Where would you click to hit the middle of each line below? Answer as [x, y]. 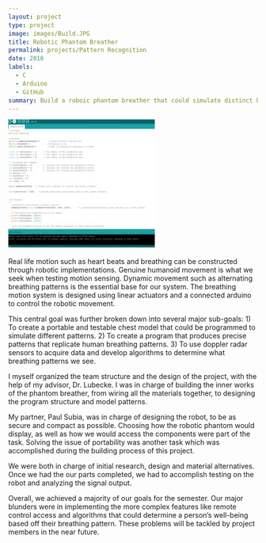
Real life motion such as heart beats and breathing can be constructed [123, 262]
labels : [21, 67]
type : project [32, 25]
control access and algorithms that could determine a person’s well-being [128, 515]
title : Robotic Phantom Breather [63, 42]
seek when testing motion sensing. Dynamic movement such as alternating [131, 278]
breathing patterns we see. [52, 361]
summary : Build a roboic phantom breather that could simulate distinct [131, 100]
